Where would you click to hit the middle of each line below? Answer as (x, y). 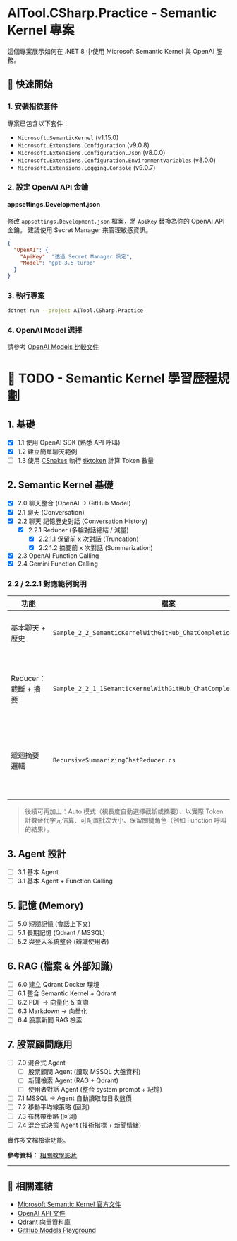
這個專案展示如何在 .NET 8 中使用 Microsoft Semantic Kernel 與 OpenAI (111, 51)
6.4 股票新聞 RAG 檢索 (50, 1020)
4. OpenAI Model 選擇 (45, 331)
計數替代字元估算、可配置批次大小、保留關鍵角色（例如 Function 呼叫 (126, 820)
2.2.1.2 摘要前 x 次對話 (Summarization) (96, 547)
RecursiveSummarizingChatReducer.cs (114, 760)
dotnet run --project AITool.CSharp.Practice (75, 311)
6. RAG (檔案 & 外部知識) (60, 966)
